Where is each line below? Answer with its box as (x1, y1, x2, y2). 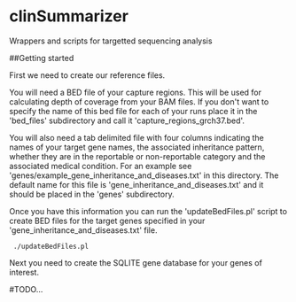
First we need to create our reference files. (9, 69, 166, 81)
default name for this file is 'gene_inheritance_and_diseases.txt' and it (9, 179, 264, 190)
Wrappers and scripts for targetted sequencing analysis (9, 35, 213, 46)
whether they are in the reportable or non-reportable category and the (9, 151, 266, 161)
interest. (9, 267, 40, 277)
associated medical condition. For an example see (9, 160, 192, 171)
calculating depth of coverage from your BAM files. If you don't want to (9, 96, 269, 107)
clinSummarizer (9, 6, 129, 27)
